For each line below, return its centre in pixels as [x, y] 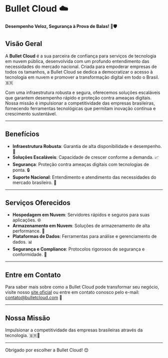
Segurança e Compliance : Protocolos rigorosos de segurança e [78, 249]
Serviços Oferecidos [38, 203]
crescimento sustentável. [31, 113]
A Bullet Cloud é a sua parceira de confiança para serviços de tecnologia [81, 56]
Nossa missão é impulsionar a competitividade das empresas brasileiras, [80, 103]
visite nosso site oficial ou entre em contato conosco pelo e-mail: [72, 292]
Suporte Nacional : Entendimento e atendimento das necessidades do [84, 177]
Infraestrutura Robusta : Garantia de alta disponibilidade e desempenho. [87, 146]
